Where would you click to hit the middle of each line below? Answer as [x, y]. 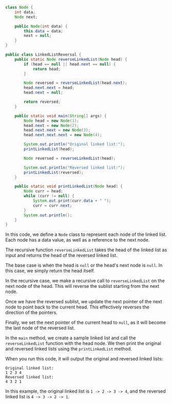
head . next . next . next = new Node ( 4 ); [63, 135]
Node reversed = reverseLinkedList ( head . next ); [75, 83]
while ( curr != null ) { [49, 196]
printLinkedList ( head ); [49, 149]
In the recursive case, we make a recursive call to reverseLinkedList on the [85, 281]
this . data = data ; [43, 31]
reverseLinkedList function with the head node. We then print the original [83, 343]
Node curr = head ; [43, 191]
